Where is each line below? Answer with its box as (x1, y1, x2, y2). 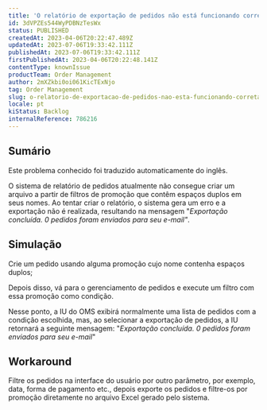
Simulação (8, 238, 62, 251)
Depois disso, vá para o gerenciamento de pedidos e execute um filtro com (8, 283, 254, 292)
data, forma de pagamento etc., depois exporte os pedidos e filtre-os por (8, 385, 248, 394)
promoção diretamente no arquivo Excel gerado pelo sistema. (8, 393, 210, 402)
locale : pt (8, 100, 44, 108)
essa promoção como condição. (8, 291, 114, 300)
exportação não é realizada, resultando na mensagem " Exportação (8, 206, 228, 215)
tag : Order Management (8, 85, 83, 94)
